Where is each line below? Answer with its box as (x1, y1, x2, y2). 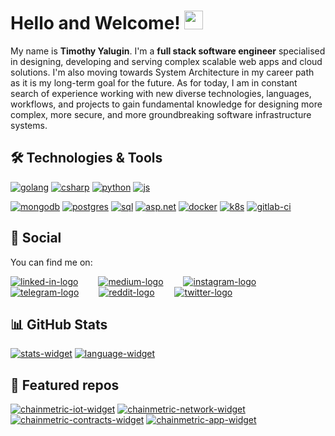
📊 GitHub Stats (10, 316, 108, 333)
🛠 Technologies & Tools (10, 150, 163, 167)
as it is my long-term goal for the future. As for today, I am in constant (10, 76, 298, 89)
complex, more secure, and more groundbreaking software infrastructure (10, 108, 312, 120)
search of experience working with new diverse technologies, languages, (10, 87, 312, 99)
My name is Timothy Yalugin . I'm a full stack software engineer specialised (10, 45, 326, 57)
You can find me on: (10, 256, 93, 268)
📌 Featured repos (10, 376, 120, 394)
